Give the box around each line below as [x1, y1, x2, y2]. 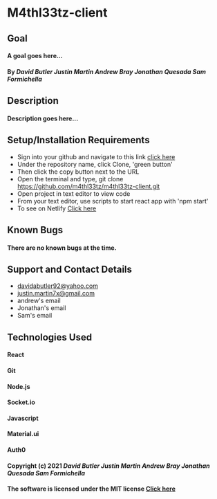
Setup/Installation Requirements [7, 134, 150, 146]
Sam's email [17, 311, 53, 320]
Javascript [7, 414, 39, 422]
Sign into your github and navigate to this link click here [17, 152, 176, 161]
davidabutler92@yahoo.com [17, 282, 99, 290]
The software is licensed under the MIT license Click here [7, 484, 176, 493]
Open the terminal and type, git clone [17, 174, 124, 183]
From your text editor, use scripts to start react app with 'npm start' [17, 197, 209, 205]
